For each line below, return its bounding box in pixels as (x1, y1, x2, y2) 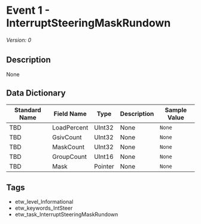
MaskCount (51, 143, 85, 151)
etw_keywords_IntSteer (14, 204, 73, 212)
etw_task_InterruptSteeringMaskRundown (14, 211, 118, 218)
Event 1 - (6, 4, 50, 17)
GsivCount (51, 133, 82, 141)
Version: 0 (6, 36, 32, 44)
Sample (165, 106, 187, 114)
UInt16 (93, 152, 114, 161)
